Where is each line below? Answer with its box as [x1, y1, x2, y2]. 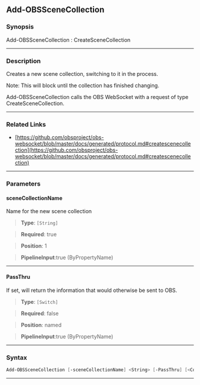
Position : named [20, 321, 62, 328]
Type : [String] [20, 219, 58, 226]
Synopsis [6, 23, 34, 31]
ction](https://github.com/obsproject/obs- [14, 146, 118, 154]
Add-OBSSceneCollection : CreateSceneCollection [6, 36, 131, 44]
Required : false [20, 310, 59, 317]
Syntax [6, 353, 27, 362]
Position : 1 [20, 242, 47, 250]
